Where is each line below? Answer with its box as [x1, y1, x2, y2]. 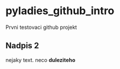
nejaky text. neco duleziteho [5, 56, 76, 63]
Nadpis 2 [5, 41, 40, 51]
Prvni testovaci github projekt [5, 24, 77, 31]
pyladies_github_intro [5, 4, 115, 18]
